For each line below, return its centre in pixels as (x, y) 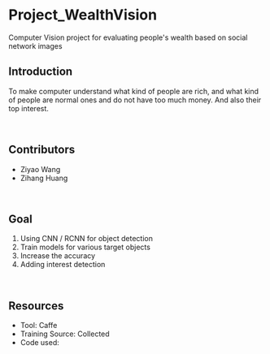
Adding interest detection (63, 265)
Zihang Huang (44, 178)
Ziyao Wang (40, 169)
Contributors (42, 150)
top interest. (28, 108)
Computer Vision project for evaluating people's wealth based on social (128, 37)
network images (35, 45)
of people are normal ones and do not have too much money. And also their (135, 100)
